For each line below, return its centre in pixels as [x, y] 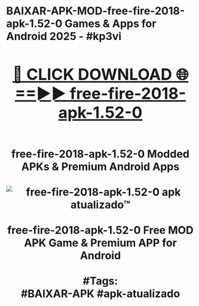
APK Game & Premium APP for [100, 243]
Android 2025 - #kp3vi [64, 36]
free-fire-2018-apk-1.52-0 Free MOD [100, 230]
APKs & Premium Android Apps [100, 166]
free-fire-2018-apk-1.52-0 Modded [100, 154]
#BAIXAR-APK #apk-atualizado [100, 293]
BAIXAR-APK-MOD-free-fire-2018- [96, 11]
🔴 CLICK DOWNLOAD [92, 74]
